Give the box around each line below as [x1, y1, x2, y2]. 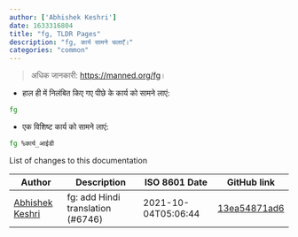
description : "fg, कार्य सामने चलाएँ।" [9, 37, 134, 47]
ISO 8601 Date [144, 176, 208, 188]
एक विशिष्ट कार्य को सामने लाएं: [21, 121, 109, 132]
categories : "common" [9, 46, 90, 55]
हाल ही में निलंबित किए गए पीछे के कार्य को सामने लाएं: [21, 88, 170, 98]
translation [67, 202, 112, 214]
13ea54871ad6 [216, 202, 285, 214]
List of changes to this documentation [9, 155, 148, 165]
